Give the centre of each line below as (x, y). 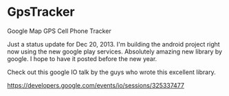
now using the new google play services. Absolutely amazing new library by (115, 51)
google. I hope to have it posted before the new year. (82, 58)
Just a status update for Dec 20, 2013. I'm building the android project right (113, 44)
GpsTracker (41, 12)
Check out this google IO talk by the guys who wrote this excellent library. (111, 72)
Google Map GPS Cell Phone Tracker (59, 31)
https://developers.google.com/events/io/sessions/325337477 (96, 85)
